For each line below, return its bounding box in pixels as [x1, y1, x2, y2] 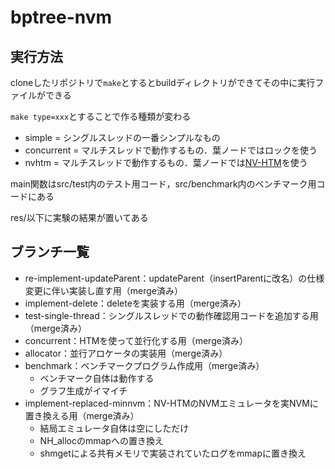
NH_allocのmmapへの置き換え [39, 434, 164, 446]
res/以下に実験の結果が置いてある [10, 212, 149, 223]
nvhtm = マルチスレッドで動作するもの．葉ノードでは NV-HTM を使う [24, 157, 308, 168]
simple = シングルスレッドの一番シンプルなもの [24, 132, 221, 143]
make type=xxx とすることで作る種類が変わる [10, 111, 192, 122]
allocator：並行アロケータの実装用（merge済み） [24, 347, 228, 359]
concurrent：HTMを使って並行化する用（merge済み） [24, 334, 248, 346]
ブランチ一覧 [10, 244, 90, 261]
